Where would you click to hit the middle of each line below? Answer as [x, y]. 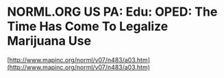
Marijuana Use [49, 41]
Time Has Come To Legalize [88, 26]
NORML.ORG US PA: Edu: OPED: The [112, 12]
